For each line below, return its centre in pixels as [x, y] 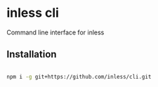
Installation [32, 54]
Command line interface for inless [55, 32]
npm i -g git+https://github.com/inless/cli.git [79, 76]
